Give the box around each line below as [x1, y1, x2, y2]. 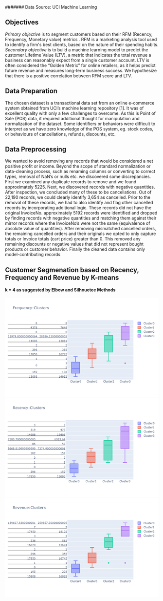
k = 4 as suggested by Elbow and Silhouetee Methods [5, 287, 116, 293]
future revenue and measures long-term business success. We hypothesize [5, 67, 157, 73]
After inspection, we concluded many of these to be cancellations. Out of [5, 189, 152, 195]
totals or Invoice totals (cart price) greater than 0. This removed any [5, 236, 141, 242]
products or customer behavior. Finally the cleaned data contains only [5, 246, 145, 252]
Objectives [5, 18, 39, 26]
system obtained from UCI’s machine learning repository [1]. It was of [5, 105, 144, 111]
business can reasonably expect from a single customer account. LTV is [5, 57, 149, 63]
